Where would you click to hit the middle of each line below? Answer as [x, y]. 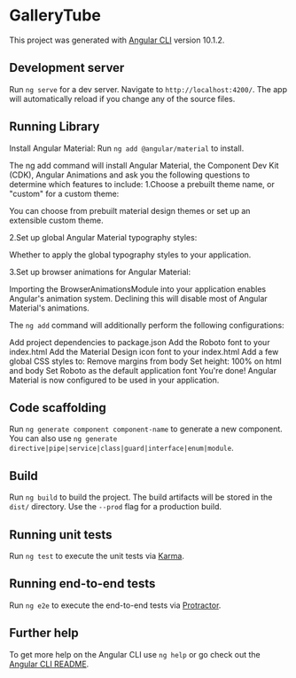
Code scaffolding [58, 408]
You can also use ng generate [63, 438]
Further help [44, 633]
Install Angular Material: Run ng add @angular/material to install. [127, 148]
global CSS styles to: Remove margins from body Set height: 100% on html [145, 361]
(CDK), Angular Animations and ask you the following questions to [130, 175]
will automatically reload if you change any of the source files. [122, 99]
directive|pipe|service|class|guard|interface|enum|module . [121, 448]
